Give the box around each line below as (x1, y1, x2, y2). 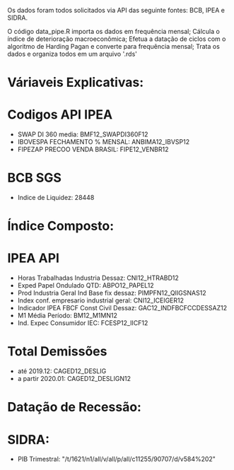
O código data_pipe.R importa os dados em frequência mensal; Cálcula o (7, 28, 221, 35)
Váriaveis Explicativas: (7, 74, 144, 90)
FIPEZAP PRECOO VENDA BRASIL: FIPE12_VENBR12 (17, 145, 169, 154)
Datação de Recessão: (7, 399, 141, 416)
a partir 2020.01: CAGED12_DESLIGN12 (17, 375, 131, 383)
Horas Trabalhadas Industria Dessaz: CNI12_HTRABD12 (17, 274, 179, 282)
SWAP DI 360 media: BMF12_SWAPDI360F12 (17, 130, 148, 139)
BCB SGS (7, 170, 62, 186)
